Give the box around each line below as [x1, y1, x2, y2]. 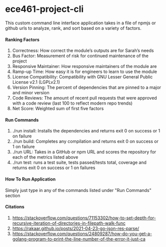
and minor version [12, 90, 50, 96]
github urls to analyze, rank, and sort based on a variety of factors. [5, 25, 142, 31]
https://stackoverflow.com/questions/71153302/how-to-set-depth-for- [12, 215, 156, 221]
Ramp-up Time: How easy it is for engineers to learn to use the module [12, 68, 157, 75]
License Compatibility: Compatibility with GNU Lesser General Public [12, 74, 153, 80]
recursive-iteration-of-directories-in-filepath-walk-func [12, 220, 126, 226]
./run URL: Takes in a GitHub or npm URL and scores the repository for [12, 149, 157, 155]
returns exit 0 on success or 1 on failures [12, 165, 96, 171]
